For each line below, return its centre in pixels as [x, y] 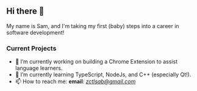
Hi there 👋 [25, 11]
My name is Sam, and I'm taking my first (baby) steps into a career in [93, 26]
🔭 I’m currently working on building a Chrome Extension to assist [96, 62]
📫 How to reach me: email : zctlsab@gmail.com [75, 82]
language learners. [39, 68]
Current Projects [31, 48]
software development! [35, 32]
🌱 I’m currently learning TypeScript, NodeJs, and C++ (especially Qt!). [103, 75]
